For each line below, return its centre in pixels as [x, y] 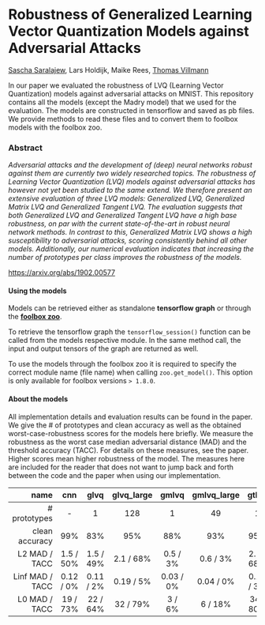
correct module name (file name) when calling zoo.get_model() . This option [131, 372]
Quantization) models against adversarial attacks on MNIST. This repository [131, 93]
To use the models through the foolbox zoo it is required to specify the [122, 364]
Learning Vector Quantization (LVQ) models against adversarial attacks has [132, 182]
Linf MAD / [33, 576]
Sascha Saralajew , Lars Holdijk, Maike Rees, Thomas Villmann [108, 70]
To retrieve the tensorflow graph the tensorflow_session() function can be [129, 332]
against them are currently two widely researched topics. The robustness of [132, 173]
